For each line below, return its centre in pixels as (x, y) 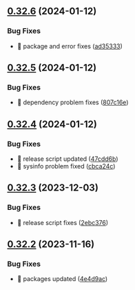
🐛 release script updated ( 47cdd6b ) (67, 159)
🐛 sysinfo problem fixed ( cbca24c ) (66, 166)
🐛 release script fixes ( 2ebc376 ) (63, 222)
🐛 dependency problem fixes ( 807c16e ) (73, 102)
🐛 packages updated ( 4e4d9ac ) (62, 279)
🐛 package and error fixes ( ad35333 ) (70, 46)
